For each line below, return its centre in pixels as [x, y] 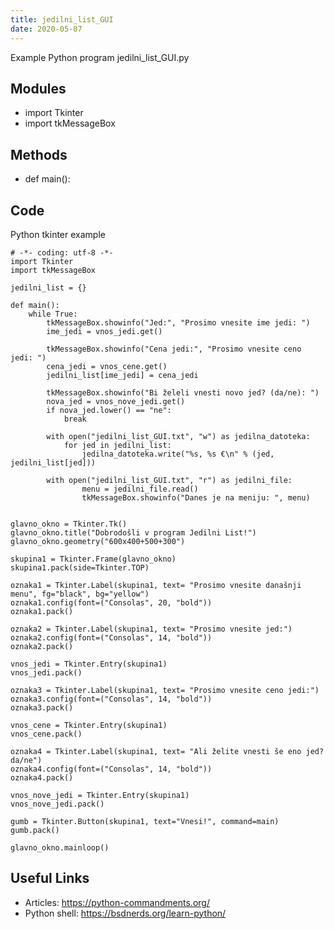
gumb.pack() [35, 830]
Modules [38, 88]
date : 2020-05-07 [46, 29]
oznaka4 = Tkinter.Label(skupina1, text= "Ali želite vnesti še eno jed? [167, 751]
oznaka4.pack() [42, 777]
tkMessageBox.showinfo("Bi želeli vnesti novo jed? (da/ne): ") [183, 392]
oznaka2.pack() [42, 646]
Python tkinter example [58, 234]
